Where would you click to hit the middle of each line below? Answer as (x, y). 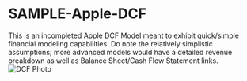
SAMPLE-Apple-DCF (77, 14)
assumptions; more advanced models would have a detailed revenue (120, 52)
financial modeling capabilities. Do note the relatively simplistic (111, 43)
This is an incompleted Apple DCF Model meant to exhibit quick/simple (124, 35)
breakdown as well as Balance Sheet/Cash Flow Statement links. (114, 61)
